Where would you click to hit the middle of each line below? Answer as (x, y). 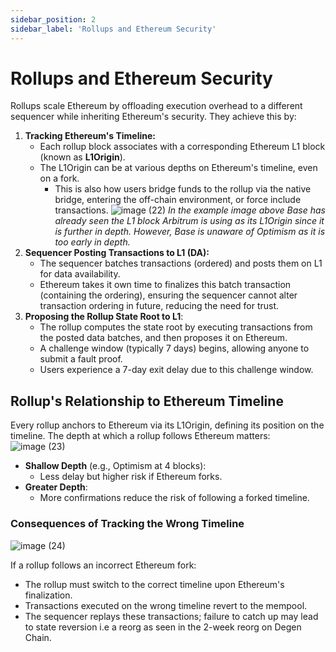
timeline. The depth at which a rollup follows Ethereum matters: (140, 436)
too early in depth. (92, 242)
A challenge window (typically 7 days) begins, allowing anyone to (174, 348)
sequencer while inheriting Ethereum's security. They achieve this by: (153, 117)
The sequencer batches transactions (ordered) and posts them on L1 (181, 263)
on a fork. (59, 178)
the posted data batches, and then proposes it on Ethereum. (163, 338)
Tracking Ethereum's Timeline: (90, 136)
